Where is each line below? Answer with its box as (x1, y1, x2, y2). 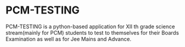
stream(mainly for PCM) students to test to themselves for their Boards (5, 29, 179, 36)
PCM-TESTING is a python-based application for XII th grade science (5, 23, 175, 30)
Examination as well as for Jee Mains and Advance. (5, 35, 131, 42)
